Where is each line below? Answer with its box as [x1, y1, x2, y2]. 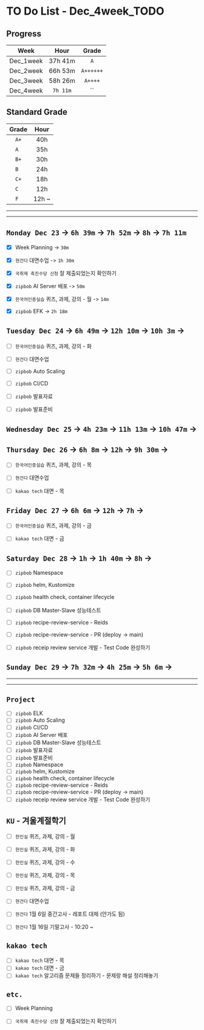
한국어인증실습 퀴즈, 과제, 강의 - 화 [15, 342, 92, 350]
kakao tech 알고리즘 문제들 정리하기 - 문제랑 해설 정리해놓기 [15, 972, 158, 980]
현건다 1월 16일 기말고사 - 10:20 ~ [15, 923, 94, 931]
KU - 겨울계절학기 [6, 815, 67, 826]
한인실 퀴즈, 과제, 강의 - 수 [15, 859, 75, 866]
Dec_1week [9, 57, 43, 65]
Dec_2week [9, 67, 43, 75]
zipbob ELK [15, 710, 44, 717]
